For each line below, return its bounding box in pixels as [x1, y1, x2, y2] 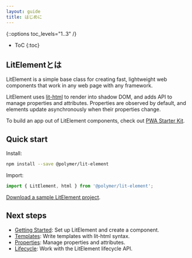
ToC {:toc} [14, 42, 40, 49]
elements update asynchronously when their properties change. [6, 106, 161, 113]
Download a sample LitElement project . [6, 193, 101, 201]
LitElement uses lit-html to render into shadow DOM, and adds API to [6, 93, 173, 100]
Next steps [6, 211, 47, 220]
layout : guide [6, 8, 41, 15]
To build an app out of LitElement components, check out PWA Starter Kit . [6, 117, 185, 124]
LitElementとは [6, 60, 62, 70]
